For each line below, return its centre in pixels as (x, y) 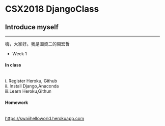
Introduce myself (32, 27)
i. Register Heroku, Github (31, 81)
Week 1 (19, 54)
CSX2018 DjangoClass (52, 9)
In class (13, 65)
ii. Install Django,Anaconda (32, 86)
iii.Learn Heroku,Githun (28, 91)
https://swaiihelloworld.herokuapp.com (45, 119)
